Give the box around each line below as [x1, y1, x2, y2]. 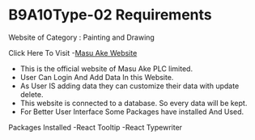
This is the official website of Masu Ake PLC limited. [19, 63, 193, 74]
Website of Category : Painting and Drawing [8, 32, 155, 42]
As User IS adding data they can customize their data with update [19, 81, 240, 91]
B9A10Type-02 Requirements [8, 6, 212, 24]
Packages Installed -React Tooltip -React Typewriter [8, 122, 183, 132]
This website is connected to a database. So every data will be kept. [19, 98, 248, 108]
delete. [19, 89, 44, 99]
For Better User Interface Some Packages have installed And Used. [19, 107, 244, 117]
